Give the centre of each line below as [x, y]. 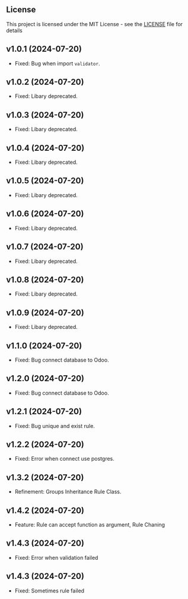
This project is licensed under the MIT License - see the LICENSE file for [94, 24]
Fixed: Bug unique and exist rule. [55, 426]
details [14, 30]
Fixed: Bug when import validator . [57, 63]
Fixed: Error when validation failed [56, 557]
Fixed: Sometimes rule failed [50, 591]
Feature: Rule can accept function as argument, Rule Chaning [90, 524]
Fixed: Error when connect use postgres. [64, 459]
